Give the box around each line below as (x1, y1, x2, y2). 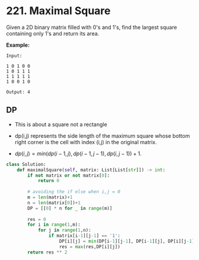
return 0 (37, 178, 60, 184)
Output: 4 (6, 89, 31, 95)
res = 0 (27, 216, 46, 222)
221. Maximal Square (6, 4, 111, 18)
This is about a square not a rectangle (14, 121, 108, 128)
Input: (6, 53, 23, 58)
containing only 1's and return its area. (6, 30, 99, 37)
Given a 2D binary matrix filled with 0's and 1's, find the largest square (6, 24, 178, 31)
